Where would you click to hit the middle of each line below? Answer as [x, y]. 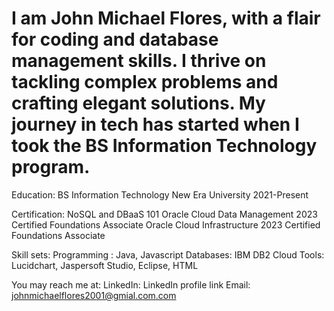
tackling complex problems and [145, 82]
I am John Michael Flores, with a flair [166, 18]
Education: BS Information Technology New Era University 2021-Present [160, 194]
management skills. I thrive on [139, 61]
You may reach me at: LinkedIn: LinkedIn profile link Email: [131, 284]
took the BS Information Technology [164, 146]
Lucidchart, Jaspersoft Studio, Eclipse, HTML [105, 265]
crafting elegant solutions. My [138, 103]
